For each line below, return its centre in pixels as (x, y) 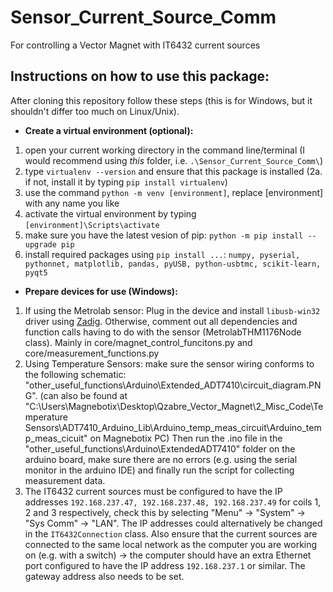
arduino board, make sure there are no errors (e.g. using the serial (161, 459)
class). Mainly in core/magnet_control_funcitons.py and (138, 342)
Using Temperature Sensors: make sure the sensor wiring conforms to (169, 363)
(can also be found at (83, 395)
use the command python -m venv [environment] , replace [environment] (174, 192)
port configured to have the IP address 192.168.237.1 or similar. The (165, 565)
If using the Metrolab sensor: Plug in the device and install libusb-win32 (172, 310)
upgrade (40, 244)
